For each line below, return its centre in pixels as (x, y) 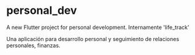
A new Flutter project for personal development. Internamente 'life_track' (98, 27)
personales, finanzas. (33, 45)
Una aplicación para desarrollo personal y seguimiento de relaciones (93, 39)
